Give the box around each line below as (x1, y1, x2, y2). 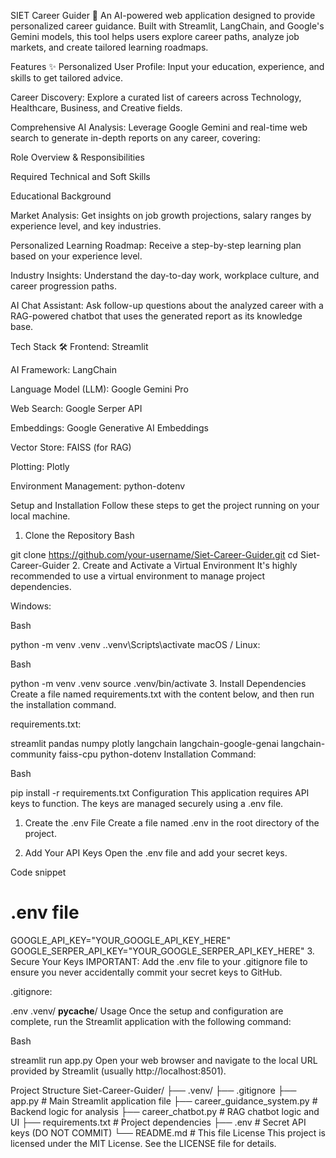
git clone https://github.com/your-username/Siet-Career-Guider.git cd (10, 549, 299, 560)
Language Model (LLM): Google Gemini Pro (10, 383, 189, 395)
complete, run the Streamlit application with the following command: (10, 1015, 292, 1027)
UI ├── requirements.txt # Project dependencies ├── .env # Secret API (10, 1116, 307, 1128)
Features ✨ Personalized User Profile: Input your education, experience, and (10, 61, 325, 72)
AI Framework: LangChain (10, 364, 117, 375)
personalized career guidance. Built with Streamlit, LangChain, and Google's (10, 20, 325, 32)
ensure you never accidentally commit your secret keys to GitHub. (10, 966, 283, 978)
